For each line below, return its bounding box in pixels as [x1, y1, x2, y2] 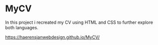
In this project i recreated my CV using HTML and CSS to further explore [5, 19, 153, 25]
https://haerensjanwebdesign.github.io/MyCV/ [5, 34, 100, 40]
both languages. [5, 24, 39, 30]
